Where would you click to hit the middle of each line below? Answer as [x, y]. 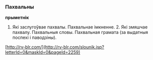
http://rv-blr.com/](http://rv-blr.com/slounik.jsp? [55, 47]
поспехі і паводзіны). [34, 37]
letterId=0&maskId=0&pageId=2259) [43, 52]
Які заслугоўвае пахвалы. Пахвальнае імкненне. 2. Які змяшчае [80, 27]
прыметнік [17, 18]
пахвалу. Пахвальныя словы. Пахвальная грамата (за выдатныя [80, 32]
